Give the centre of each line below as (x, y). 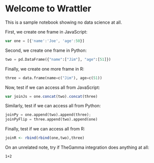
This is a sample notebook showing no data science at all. (63, 22)
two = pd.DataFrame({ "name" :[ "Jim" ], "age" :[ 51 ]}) (58, 59)
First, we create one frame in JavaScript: (46, 32)
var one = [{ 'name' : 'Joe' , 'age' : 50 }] (45, 41)
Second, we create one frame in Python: (46, 50)
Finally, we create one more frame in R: (45, 69)
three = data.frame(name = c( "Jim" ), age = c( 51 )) (54, 78)
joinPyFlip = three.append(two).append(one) (51, 120)
